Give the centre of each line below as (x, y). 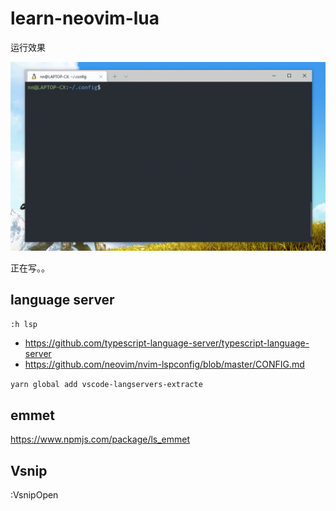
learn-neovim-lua (85, 18)
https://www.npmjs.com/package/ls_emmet (100, 439)
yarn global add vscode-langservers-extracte (106, 385)
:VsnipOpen (34, 495)
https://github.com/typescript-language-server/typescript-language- (167, 343)
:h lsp (24, 325)
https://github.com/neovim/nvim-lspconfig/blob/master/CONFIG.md (164, 364)
